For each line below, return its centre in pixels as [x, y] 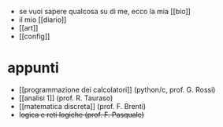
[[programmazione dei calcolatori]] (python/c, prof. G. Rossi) [117, 89]
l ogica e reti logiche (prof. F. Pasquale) [82, 114]
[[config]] [34, 36]
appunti [33, 68]
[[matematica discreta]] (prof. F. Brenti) [82, 106]
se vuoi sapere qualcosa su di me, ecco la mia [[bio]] [104, 11]
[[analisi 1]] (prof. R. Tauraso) [66, 98]
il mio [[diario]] [43, 20]
